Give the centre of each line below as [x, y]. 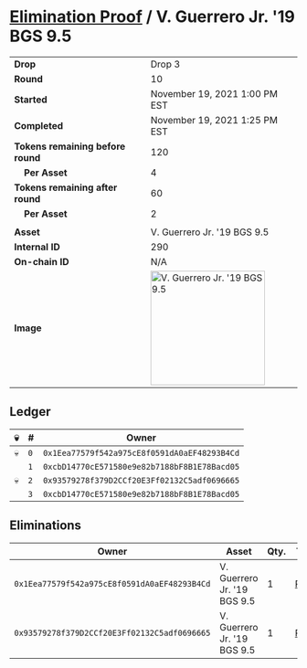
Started [31, 100]
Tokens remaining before [70, 146]
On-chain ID [42, 261]
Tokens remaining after [66, 187]
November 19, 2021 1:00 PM [214, 93]
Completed [39, 125]
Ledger [30, 412]
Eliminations [46, 526]
